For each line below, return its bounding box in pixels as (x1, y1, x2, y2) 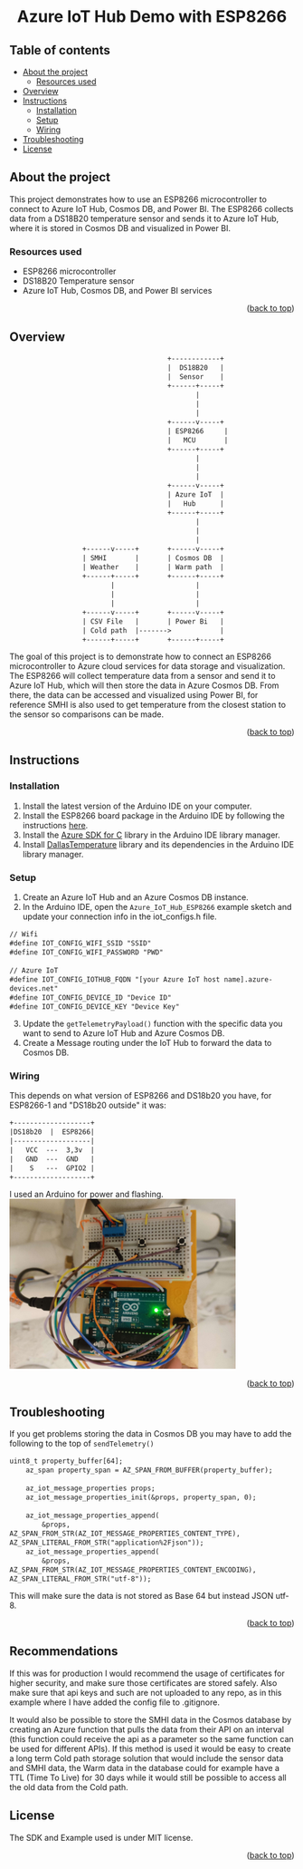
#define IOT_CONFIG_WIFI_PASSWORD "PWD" (9, 947, 165, 957)
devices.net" (9, 983, 59, 993)
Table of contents (9, 43, 110, 58)
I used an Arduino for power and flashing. (9, 1189, 165, 1200)
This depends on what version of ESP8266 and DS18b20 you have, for (9, 1090, 272, 1101)
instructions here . (22, 819, 89, 830)
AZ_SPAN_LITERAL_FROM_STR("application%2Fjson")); (9, 1538, 204, 1547)
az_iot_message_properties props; (25, 1484, 156, 1493)
